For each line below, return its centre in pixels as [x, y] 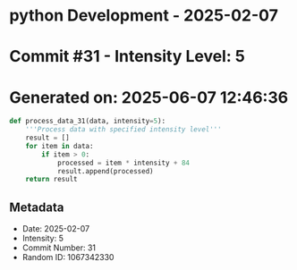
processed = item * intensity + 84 [123, 163]
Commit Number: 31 [59, 248]
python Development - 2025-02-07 [144, 16]
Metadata [37, 207]
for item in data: [59, 146]
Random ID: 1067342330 [68, 257]
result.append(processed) [105, 171]
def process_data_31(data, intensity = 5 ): [88, 122]
